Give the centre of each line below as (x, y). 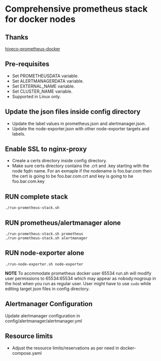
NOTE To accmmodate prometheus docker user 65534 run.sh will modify (78, 273)
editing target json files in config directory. (47, 289)
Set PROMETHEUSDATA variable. (45, 76)
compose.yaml (27, 353)
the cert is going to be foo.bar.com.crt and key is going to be (72, 176)
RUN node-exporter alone (45, 253)
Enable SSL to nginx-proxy (46, 149)
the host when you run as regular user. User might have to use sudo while (78, 283)
